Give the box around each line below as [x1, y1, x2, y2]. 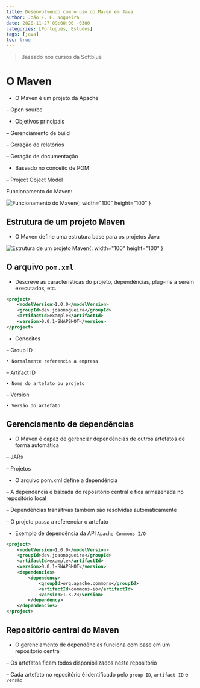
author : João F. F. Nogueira [6, 14, 80, 20]
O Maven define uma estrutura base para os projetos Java [14, 233, 160, 240]
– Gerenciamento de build [6, 129, 70, 136]
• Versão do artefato [6, 402, 61, 408]
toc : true [6, 37, 31, 43]
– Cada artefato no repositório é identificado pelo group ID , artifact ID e [6, 671, 189, 678]
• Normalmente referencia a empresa [6, 358, 98, 364]
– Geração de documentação [6, 152, 78, 160]
